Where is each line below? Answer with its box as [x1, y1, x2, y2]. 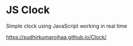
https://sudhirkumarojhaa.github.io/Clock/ [6, 33, 107, 40]
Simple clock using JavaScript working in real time [6, 22, 127, 29]
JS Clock [6, 3, 50, 17]
